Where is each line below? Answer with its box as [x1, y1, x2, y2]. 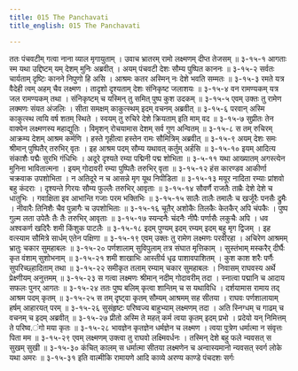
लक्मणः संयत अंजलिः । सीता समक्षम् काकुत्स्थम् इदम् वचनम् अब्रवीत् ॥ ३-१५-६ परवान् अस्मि [9, 103, 265, 113]
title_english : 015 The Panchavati [9, 21, 141, 30]
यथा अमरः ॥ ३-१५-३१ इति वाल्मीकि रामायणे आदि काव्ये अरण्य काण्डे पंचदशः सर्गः [9, 352, 235, 363]
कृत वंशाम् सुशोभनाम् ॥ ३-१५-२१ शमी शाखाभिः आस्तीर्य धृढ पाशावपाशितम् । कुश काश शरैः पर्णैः [9, 252, 274, 263]
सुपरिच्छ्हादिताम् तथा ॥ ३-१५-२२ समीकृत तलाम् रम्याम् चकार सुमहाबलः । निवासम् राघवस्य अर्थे [9, 262, 276, 273]
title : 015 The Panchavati [9, 12, 109, 22]
